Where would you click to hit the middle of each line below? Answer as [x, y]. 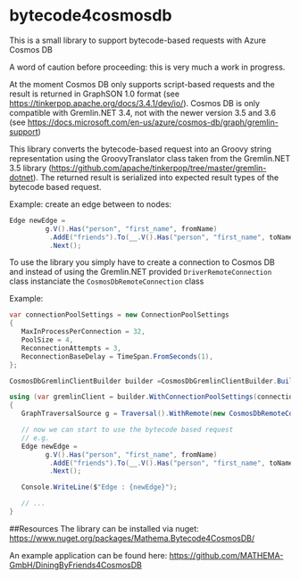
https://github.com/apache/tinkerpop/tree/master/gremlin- [159, 168]
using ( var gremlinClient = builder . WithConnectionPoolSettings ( [133, 397]
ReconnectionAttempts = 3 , [71, 348]
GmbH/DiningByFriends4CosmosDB [76, 565]
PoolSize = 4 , [47, 340]
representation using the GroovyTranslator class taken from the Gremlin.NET [150, 158]
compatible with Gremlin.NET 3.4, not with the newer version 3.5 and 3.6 [143, 112]
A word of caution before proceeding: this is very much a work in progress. [147, 67]
